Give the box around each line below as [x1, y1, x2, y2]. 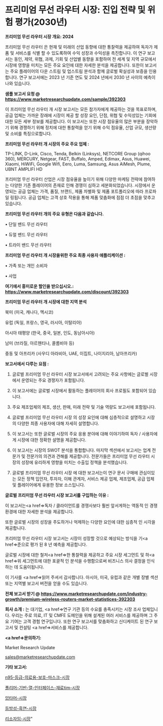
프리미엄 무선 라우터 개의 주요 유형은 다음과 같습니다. [5, 211, 104, 217]
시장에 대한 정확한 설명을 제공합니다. [17, 436, 87, 443]
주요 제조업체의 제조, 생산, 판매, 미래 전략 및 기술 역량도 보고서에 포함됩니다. [12, 404, 156, 410]
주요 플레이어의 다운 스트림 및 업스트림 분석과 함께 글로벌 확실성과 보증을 [10, 68, 148, 74]
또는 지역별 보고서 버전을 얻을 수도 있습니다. [5, 580, 89, 586]
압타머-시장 [5, 695, 27, 701]
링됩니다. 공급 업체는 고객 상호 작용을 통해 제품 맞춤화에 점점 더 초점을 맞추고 [10, 194, 156, 200]
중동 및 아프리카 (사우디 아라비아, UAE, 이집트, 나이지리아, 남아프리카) [5, 350, 137, 356]
